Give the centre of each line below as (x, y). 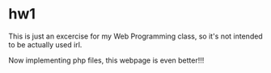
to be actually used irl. (45, 44)
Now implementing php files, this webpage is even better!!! (106, 60)
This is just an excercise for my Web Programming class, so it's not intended (135, 36)
